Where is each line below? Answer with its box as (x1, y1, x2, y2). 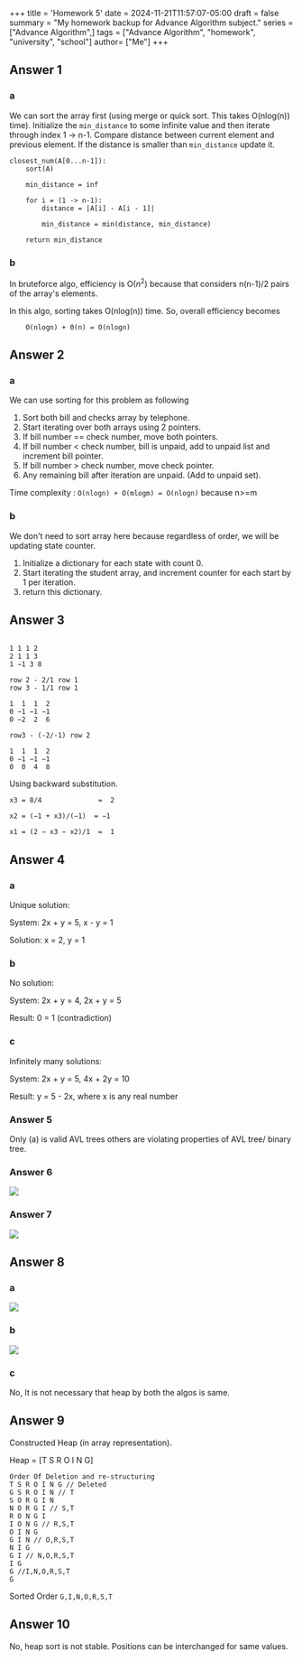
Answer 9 (9, 1413, 65, 1429)
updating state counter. (9, 540, 96, 551)
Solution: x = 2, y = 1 (9, 934, 86, 946)
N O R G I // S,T (9, 1503, 75, 1513)
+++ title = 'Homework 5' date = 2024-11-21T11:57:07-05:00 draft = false (9, 8, 279, 18)
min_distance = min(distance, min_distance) (41, 219, 212, 228)
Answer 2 (9, 348, 65, 363)
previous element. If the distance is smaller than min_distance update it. (9, 139, 275, 150)
